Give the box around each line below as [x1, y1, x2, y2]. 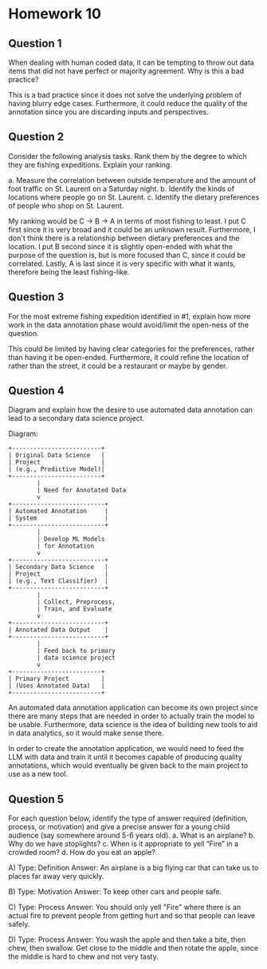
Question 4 [8, 384, 65, 397]
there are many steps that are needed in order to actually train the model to [8, 711, 255, 721]
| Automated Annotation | [8, 508, 109, 516]
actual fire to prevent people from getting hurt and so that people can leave [8, 911, 256, 920]
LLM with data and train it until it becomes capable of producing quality [8, 752, 242, 762]
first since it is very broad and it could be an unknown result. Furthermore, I [8, 224, 256, 234]
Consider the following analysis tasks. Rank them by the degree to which [8, 151, 247, 160]
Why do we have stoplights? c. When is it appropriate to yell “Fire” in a [8, 839, 239, 848]
